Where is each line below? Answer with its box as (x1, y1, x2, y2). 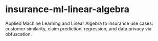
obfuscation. (5, 31, 32, 37)
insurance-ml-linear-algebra (5, 4, 129, 15)
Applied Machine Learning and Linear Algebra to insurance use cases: (5, 20, 153, 26)
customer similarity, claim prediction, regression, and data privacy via (5, 25, 152, 31)
